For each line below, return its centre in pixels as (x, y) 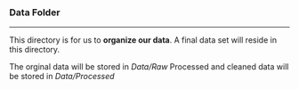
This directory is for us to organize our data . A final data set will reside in (143, 40)
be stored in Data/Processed (62, 77)
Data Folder (35, 12)
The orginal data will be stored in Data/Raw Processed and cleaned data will (149, 67)
